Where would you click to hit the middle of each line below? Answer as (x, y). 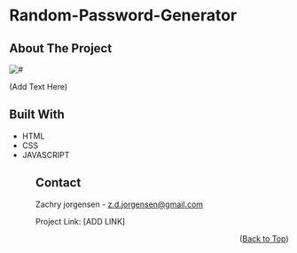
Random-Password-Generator (123, 16)
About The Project (61, 48)
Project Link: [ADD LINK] (80, 221)
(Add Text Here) (39, 87)
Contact (58, 183)
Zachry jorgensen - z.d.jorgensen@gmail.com (119, 204)
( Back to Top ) (264, 238)
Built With (37, 115)
